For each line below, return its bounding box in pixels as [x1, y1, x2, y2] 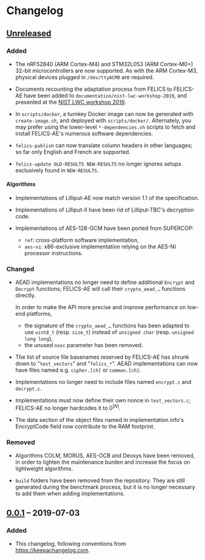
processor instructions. [24, 250, 83, 257]
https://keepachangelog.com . [15, 547, 90, 554]
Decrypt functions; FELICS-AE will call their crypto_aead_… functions [15, 285, 186, 293]
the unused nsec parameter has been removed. [24, 342, 143, 349]
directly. [15, 292, 36, 299]
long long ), [24, 335, 53, 342]
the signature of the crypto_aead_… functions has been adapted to [24, 322, 190, 329]
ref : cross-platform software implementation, [24, 237, 140, 244]
